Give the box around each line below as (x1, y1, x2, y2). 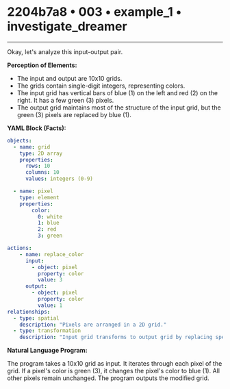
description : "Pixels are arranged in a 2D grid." (19, 321, 167, 328)
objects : (7, 137, 32, 144)
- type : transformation (13, 327, 81, 334)
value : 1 (37, 302, 63, 309)
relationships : (7, 308, 51, 315)
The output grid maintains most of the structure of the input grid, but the (16, 103, 221, 112)
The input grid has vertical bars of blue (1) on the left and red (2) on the (16, 88, 218, 97)
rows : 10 (25, 162, 51, 170)
